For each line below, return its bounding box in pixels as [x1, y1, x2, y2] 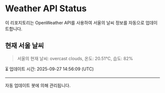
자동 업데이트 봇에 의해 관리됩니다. [5, 82, 71, 88]
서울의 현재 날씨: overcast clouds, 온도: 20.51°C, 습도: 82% [17, 55, 134, 61]
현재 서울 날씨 [5, 42, 44, 50]
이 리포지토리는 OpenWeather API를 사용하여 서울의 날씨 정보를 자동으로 [5, 20, 145, 25]
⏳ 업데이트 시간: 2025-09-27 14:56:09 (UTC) [5, 66, 94, 71]
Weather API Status [5, 3, 87, 14]
